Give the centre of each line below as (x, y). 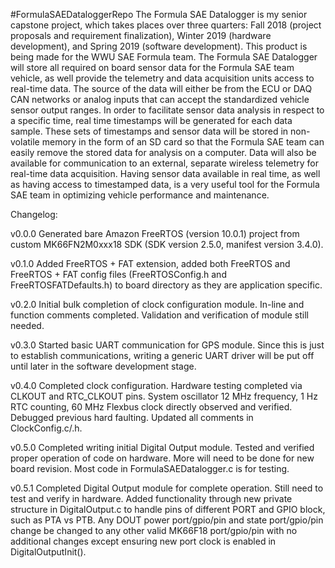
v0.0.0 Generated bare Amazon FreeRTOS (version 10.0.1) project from (155, 233)
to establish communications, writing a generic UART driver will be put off (162, 355)
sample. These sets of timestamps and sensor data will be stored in (149, 131)
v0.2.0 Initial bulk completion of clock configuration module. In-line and (157, 304)
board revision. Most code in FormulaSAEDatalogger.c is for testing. (150, 468)
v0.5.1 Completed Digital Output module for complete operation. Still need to (167, 488)
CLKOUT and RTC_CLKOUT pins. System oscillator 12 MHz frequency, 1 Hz (164, 396)
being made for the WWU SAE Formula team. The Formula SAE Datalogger (164, 57)
